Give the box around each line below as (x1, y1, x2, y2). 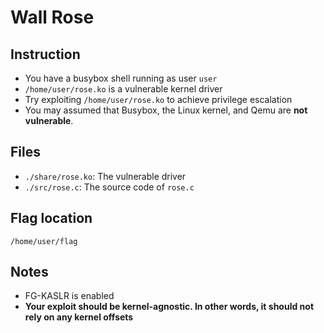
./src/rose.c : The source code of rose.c (24, 181, 195, 193)
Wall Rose (10, 6, 95, 29)
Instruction (10, 46, 81, 63)
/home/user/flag (10, 236, 78, 246)
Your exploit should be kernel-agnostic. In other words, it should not (24, 301, 315, 313)
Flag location (10, 210, 93, 227)
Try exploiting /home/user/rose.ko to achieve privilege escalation (24, 94, 293, 105)
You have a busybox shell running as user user (24, 72, 218, 84)
